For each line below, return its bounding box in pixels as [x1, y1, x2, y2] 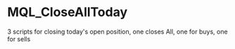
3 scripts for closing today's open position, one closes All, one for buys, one [7, 27, 228, 36]
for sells [7, 34, 31, 43]
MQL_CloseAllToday [7, 4, 128, 20]
